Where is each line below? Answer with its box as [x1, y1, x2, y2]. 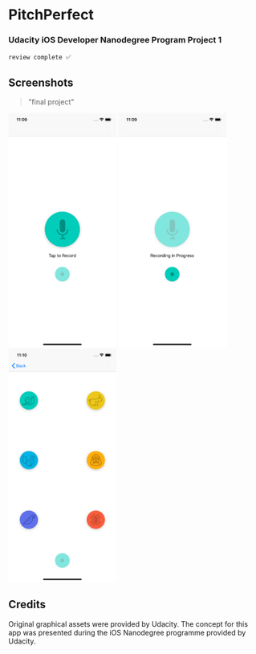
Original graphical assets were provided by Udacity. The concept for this [8, 619, 249, 628]
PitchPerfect [8, 6, 95, 24]
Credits [8, 598, 47, 611]
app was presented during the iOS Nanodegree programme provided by [8, 627, 246, 637]
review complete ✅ [8, 54, 71, 62]
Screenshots [8, 76, 74, 89]
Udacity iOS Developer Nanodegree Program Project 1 [8, 35, 222, 46]
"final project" [27, 97, 75, 107]
